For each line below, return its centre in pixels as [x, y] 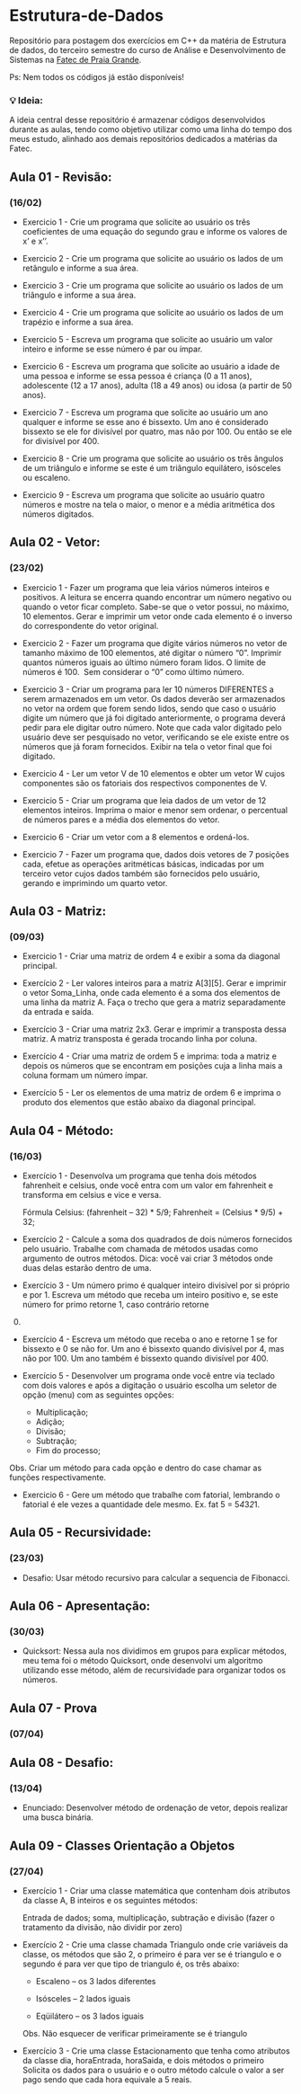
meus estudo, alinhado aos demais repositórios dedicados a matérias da [143, 139]
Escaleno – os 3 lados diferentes [96, 1982]
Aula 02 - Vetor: [55, 542]
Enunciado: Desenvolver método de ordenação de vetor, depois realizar [155, 1808]
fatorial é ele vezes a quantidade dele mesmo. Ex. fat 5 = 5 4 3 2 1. [141, 1504]
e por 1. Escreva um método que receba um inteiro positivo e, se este [150, 1294]
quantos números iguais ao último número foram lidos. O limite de [144, 662]
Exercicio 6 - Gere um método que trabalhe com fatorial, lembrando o [151, 1495]
